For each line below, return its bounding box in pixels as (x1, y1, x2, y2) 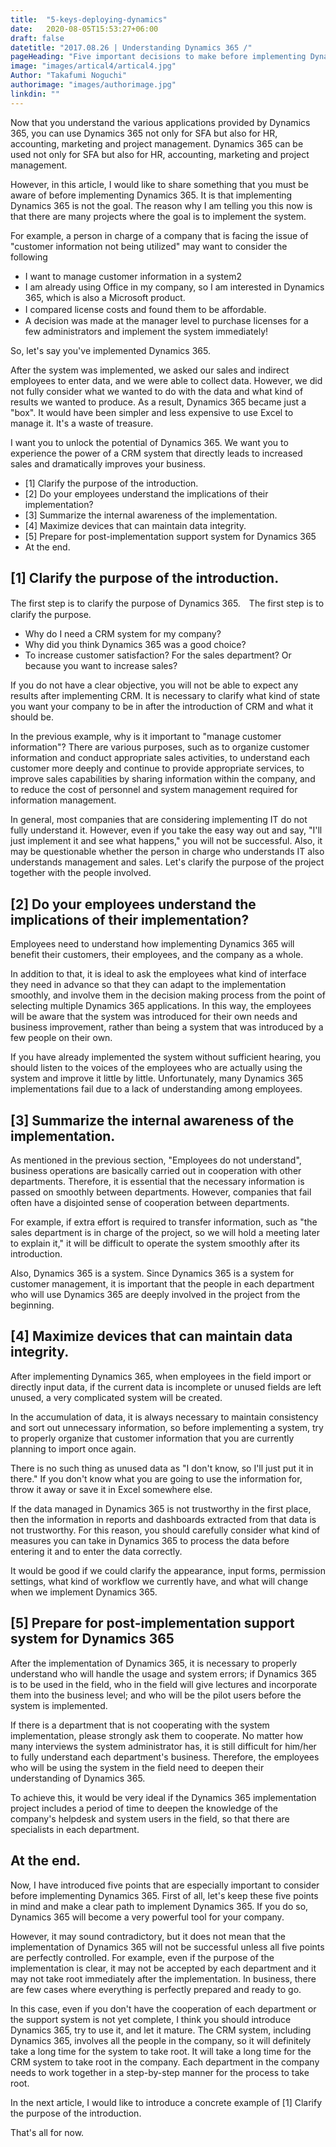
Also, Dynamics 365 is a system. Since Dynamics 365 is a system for (10, 1267, 295, 1280)
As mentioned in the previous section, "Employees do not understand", (10, 1154, 302, 1166)
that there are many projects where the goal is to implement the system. (10, 210, 307, 222)
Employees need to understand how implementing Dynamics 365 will (10, 938, 295, 950)
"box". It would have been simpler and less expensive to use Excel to (10, 406, 294, 418)
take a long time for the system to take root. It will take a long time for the (10, 2045, 312, 2057)
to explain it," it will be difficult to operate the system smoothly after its (10, 1237, 300, 1250)
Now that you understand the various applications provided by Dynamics (10, 116, 311, 128)
